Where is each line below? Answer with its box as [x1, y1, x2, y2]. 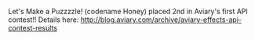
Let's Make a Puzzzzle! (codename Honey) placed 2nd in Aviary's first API [8, 7, 249, 16]
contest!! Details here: [8, 15, 79, 24]
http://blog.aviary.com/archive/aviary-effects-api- [80, 15, 242, 24]
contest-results [8, 24, 57, 32]
